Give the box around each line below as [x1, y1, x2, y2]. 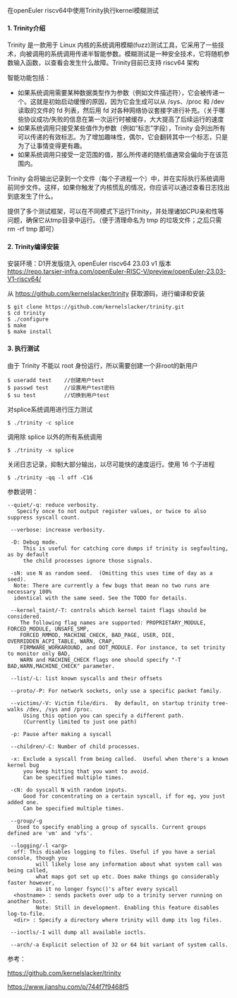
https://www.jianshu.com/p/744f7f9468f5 [7, 982, 129, 991]
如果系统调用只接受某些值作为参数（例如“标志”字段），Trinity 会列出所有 [17, 124, 226, 132]
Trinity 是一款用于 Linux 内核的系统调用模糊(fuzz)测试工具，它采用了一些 [7, 41, 219, 50]
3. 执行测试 [7, 344, 40, 352]
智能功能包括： [7, 74, 51, 82]
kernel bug [7, 762, 39, 769]
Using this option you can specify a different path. [23, 712, 185, 719]
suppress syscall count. [7, 514, 80, 521]
